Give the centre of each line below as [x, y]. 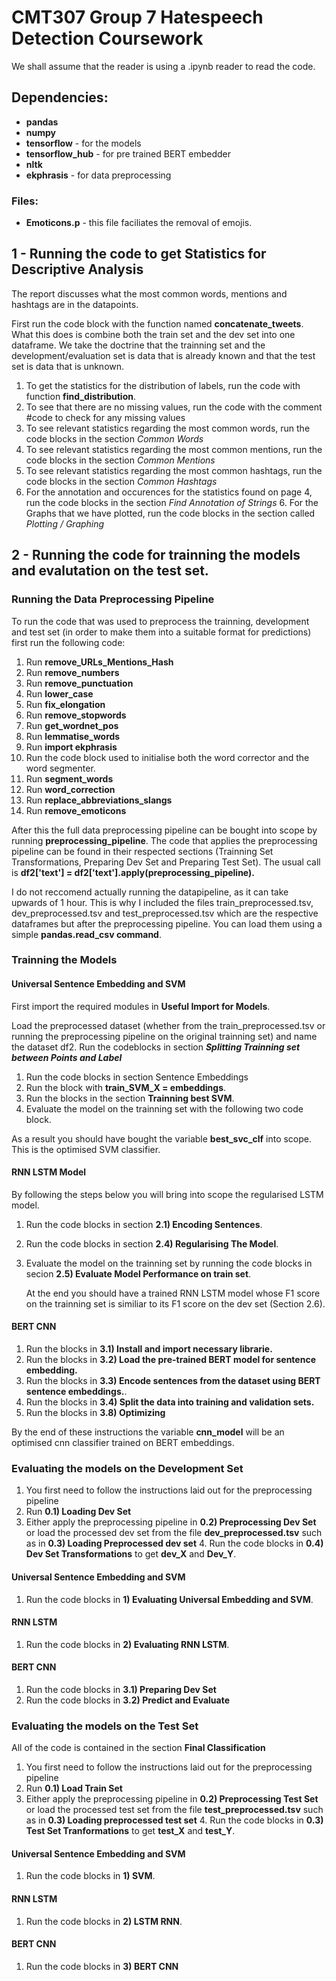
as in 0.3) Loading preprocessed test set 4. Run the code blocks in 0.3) [174, 1820]
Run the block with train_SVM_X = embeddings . [126, 1087]
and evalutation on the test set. [110, 571]
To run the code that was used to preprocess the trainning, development [160, 621]
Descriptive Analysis [77, 269]
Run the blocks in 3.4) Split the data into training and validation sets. [170, 1402]
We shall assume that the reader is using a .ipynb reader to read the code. [163, 66]
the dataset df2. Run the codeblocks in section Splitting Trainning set [156, 1047]
